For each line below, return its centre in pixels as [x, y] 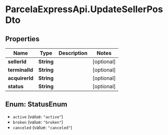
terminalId [20, 70]
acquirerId [21, 78]
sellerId [17, 62]
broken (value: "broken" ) [38, 122]
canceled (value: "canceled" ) [43, 127]
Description [73, 53]
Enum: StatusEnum [36, 104]
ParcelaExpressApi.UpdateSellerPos [84, 9]
